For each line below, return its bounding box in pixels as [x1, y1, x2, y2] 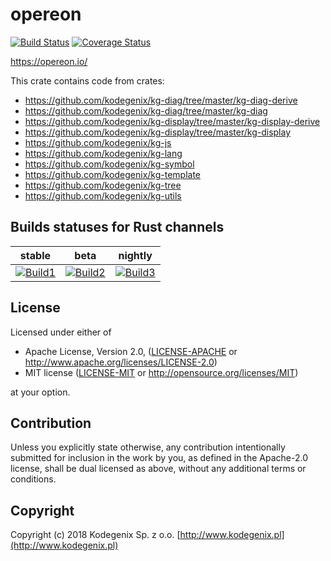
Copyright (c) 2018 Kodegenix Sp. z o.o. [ [10, 529, 181, 541]
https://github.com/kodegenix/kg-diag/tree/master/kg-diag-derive [24, 94, 298, 106]
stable [19, 248, 51, 262]
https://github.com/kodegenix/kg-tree [24, 179, 182, 191]
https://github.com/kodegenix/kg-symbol [24, 158, 195, 170]
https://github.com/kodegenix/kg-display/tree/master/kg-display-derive [24, 115, 321, 127]
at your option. [10, 386, 71, 398]
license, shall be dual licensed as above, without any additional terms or [10, 463, 307, 475]
